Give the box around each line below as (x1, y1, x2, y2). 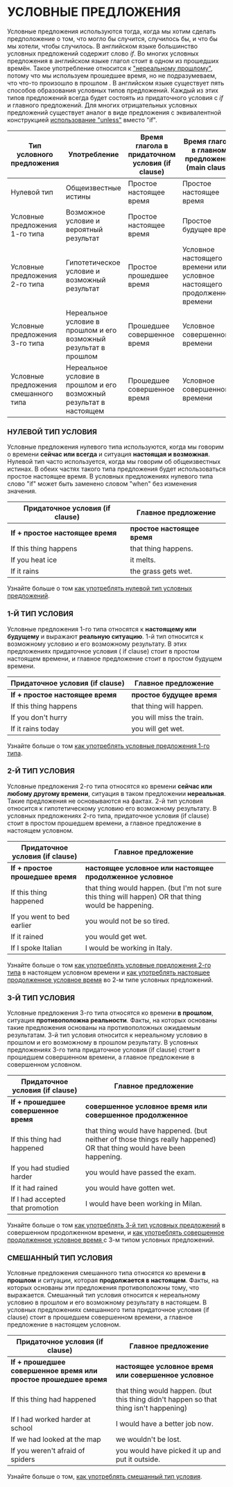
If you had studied (10, 1163, 70, 1173)
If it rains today (10, 724, 60, 733)
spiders (10, 1454, 35, 1464)
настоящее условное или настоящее (85, 863, 214, 872)
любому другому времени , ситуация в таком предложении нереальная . (7, 789, 226, 797)
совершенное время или (10, 1366, 98, 1376)
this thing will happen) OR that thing (85, 892, 202, 902)
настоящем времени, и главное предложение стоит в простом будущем (7, 654, 223, 663)
